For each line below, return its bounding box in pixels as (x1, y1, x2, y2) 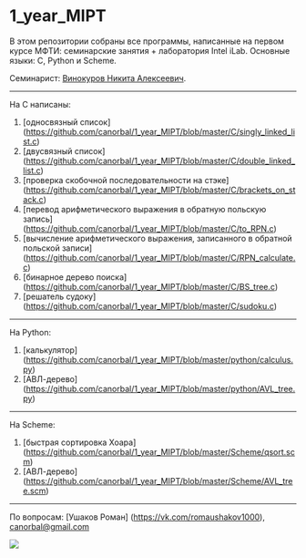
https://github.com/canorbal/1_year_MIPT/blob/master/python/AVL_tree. (25, 383, 296, 394)
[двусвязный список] (22, 145, 106, 156)
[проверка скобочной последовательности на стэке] (22, 174, 229, 185)
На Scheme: (9, 418, 56, 429)
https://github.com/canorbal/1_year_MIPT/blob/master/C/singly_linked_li (25, 126, 296, 137)
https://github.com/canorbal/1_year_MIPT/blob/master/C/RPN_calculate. (25, 252, 296, 263)
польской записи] (22, 243, 93, 253)
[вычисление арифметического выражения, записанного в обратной (22, 232, 293, 243)
